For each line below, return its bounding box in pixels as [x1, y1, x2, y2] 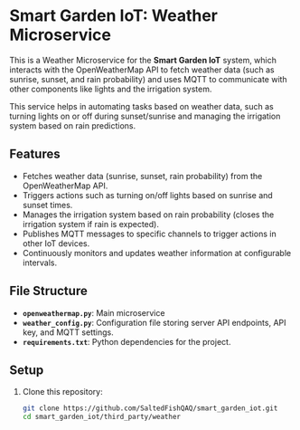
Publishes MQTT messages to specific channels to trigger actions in [22, 228, 277, 239]
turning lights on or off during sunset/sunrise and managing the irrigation [9, 110, 281, 121]
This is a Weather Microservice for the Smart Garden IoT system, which [9, 54, 277, 65]
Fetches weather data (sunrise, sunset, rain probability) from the [22, 170, 263, 181]
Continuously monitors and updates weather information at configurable [22, 247, 292, 258]
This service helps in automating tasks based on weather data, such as [9, 100, 274, 111]
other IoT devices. [22, 237, 90, 249]
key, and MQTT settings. [22, 327, 115, 338]
